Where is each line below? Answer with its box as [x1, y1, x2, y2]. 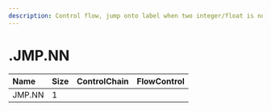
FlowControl [136, 76, 186, 87]
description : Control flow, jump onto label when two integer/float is [8, 11, 254, 20]
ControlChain [76, 76, 129, 87]
